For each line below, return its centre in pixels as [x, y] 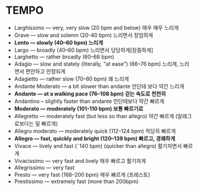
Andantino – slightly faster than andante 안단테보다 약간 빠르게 [89, 101]
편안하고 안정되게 [46, 71]
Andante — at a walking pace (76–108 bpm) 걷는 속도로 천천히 [90, 94]
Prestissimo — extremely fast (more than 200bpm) [76, 181]
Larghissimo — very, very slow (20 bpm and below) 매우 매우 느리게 [97, 27]
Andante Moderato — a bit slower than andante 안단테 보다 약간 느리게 [99, 86]
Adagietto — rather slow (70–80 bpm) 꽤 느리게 [71, 79]
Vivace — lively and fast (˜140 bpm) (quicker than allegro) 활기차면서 [98, 146]
